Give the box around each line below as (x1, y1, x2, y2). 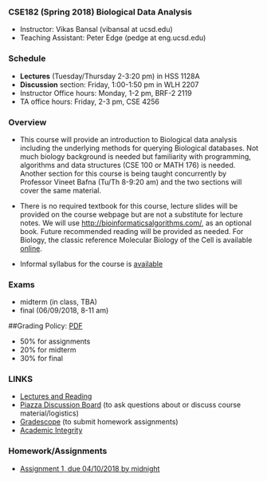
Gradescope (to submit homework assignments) (19, 417, 179, 427)
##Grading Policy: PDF (8, 321, 83, 331)
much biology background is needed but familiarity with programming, (19, 151, 251, 161)
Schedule (8, 53, 46, 64)
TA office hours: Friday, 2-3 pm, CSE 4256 (19, 97, 159, 106)
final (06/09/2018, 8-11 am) (19, 306, 109, 316)
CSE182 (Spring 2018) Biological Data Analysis (8, 6, 193, 18)
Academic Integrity (19, 426, 83, 435)
